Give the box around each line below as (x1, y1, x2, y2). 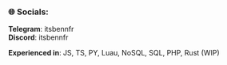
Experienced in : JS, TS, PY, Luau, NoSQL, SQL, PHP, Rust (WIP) (8, 48, 220, 58)
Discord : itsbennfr (8, 32, 69, 42)
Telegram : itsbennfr (8, 25, 74, 34)
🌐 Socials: (8, 6, 50, 17)
